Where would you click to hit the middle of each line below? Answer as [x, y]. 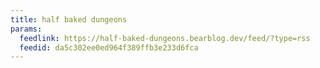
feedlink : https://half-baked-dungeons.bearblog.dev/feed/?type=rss [165, 38]
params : [26, 29]
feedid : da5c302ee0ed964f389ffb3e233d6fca [109, 47]
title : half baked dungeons [69, 19]
